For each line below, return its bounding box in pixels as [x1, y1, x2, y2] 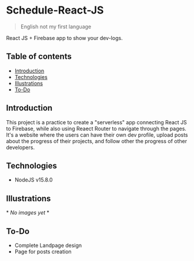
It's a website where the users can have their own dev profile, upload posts [6, 131, 188, 138]
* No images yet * [6, 209, 50, 216]
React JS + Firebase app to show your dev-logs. [6, 34, 123, 41]
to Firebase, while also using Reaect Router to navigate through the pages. [6, 125, 187, 132]
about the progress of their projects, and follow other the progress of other [6, 137, 187, 144]
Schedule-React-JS [6, 4, 104, 17]
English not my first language [20, 23, 92, 30]
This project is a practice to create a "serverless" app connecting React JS [6, 118, 187, 125]
